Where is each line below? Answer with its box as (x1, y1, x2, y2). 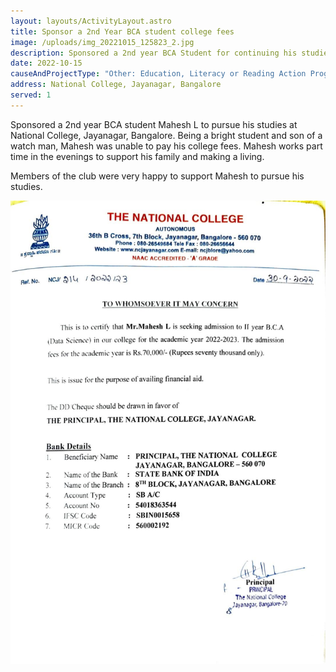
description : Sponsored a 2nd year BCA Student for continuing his (10, 48, 298, 58)
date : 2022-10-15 (10, 58, 83, 69)
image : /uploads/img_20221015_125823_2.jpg (10, 37, 195, 47)
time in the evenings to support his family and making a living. (10, 150, 265, 162)
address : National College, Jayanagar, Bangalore (10, 80, 222, 90)
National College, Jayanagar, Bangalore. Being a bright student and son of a (10, 129, 323, 141)
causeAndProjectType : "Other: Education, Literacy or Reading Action (10, 69, 307, 79)
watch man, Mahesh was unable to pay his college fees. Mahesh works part (10, 140, 323, 152)
